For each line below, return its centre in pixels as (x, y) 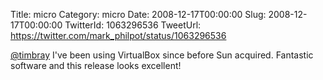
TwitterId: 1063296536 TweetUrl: (133, 25)
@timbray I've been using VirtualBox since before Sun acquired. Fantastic (162, 55)
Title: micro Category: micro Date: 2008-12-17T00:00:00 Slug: (138, 14)
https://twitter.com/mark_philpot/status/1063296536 (118, 35)
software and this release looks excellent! (96, 65)
